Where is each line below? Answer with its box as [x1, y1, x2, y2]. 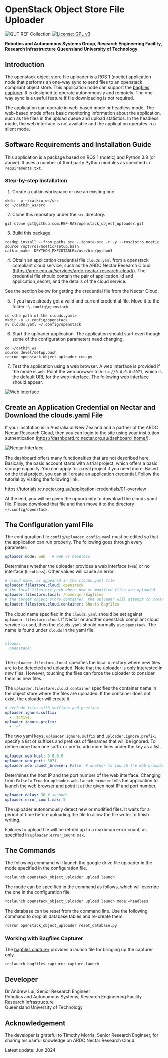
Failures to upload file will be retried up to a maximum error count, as [5, 826, 147, 832]
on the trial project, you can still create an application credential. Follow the [5, 471, 160, 477]
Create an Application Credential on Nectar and [5, 403, 156, 412]
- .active [9, 715, 30, 720]
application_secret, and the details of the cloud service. [12, 278, 127, 284]
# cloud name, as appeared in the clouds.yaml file [5, 578, 115, 583]
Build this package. [12, 230, 52, 236]
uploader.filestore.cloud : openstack [5, 583, 84, 588]
